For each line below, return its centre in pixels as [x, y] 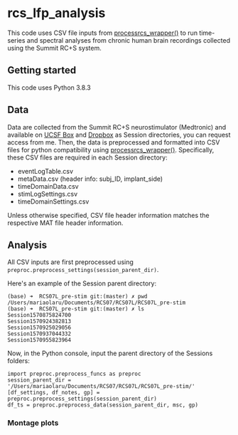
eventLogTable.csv [45, 171]
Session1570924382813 [39, 322]
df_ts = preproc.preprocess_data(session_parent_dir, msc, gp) [103, 405]
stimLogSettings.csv [48, 194]
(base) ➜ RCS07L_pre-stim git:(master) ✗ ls [76, 309]
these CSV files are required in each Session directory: [88, 157]
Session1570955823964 [39, 340]
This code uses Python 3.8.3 [49, 88]
